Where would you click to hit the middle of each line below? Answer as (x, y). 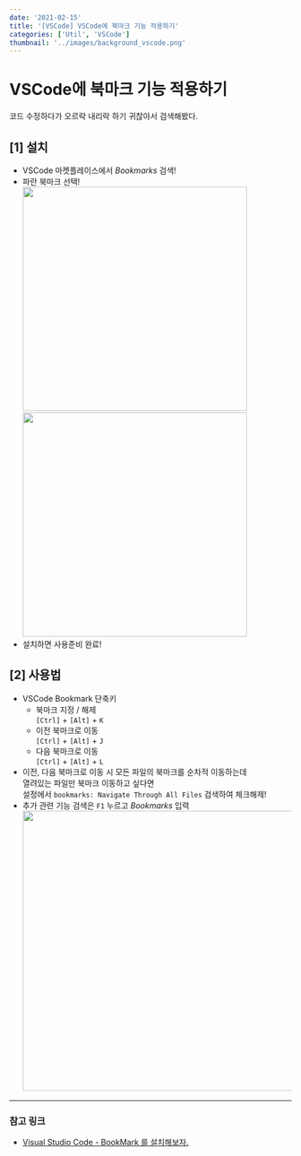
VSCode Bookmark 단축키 (69, 698)
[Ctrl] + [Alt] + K (69, 720)
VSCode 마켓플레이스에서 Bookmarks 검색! (99, 170)
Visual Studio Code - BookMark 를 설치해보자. (106, 1143)
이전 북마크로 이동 (67, 730)
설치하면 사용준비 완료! (62, 644)
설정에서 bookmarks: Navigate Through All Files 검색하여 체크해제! (144, 794)
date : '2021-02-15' (46, 17)
